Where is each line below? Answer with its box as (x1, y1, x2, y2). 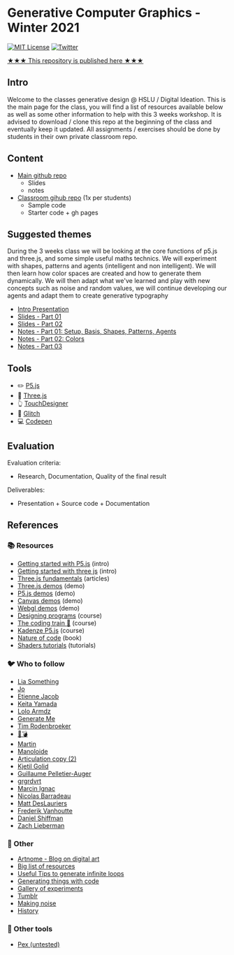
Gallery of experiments (17, 884, 84, 893)
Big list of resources (17, 862, 75, 870)
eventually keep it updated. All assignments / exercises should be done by (7, 124, 221, 133)
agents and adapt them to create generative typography (7, 291, 169, 300)
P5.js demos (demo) (17, 589, 75, 597)
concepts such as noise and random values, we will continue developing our (7, 284, 227, 293)
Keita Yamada (17, 699, 57, 708)
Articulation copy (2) (17, 754, 77, 763)
